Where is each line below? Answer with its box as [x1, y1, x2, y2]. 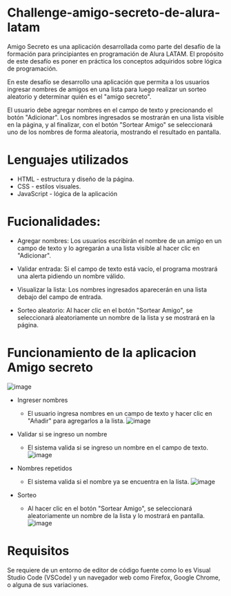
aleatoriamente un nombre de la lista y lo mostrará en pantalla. [27, 511, 205, 519]
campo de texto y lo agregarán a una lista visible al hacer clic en [17, 244, 200, 252]
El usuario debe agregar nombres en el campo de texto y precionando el [7, 106, 213, 114]
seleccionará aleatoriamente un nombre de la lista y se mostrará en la [17, 313, 215, 322]
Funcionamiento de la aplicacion [7, 345, 197, 361]
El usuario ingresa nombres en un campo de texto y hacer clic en [27, 409, 212, 417]
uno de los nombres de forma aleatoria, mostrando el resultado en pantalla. [7, 128, 221, 136]
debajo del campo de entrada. [17, 292, 103, 301]
